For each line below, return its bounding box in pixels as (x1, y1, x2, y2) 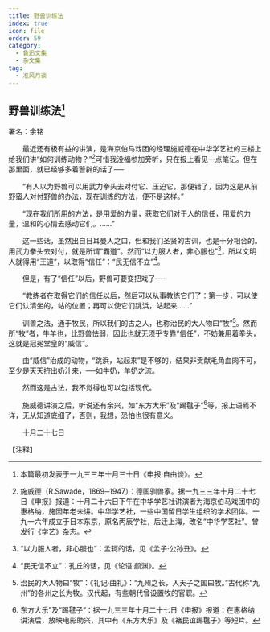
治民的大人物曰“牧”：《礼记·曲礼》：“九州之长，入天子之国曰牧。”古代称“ (19, 577, 253, 588)
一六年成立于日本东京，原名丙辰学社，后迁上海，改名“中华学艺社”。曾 (27, 516, 260, 526)
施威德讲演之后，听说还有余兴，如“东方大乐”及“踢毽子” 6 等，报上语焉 (22, 399, 250, 410)
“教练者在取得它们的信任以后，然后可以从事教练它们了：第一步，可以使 (22, 291, 259, 300)
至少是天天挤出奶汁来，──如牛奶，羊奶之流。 (8, 366, 159, 375)
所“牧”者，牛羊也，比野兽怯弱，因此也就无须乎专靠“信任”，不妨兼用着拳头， (8, 328, 260, 338)
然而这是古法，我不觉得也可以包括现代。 (22, 383, 157, 393)
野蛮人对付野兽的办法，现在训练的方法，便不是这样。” (8, 192, 185, 201)
